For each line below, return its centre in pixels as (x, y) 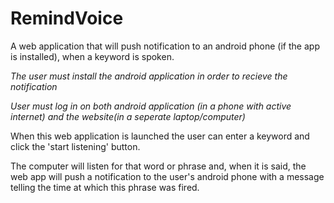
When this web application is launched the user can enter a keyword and (160, 136)
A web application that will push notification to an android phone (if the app (165, 46)
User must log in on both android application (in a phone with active (151, 106)
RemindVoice (67, 18)
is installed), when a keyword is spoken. (92, 56)
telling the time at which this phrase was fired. (105, 187)
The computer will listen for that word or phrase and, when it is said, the (158, 166)
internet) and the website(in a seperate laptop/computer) (128, 116)
